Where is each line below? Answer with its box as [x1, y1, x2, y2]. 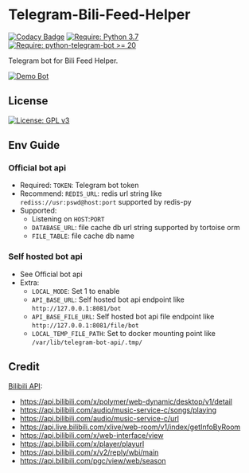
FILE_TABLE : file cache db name [31, 231, 135, 240]
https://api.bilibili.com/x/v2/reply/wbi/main [19, 448, 159, 457]
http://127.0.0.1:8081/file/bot [31, 321, 139, 330]
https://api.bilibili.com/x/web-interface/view [19, 430, 164, 440]
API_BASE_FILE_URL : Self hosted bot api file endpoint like [31, 311, 215, 321]
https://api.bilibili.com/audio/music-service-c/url [19, 413, 179, 423]
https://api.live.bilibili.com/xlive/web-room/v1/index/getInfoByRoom [19, 422, 241, 432]
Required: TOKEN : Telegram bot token [19, 181, 139, 190]
